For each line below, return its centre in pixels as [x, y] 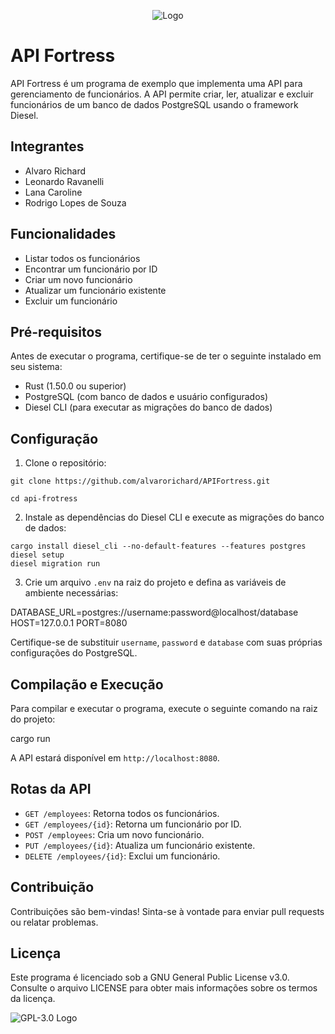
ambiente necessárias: [71, 593]
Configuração [54, 438]
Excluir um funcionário [71, 301]
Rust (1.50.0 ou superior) [75, 386]
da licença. [33, 999]
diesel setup [37, 555]
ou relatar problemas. [54, 922]
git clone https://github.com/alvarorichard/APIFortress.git [140, 481]
